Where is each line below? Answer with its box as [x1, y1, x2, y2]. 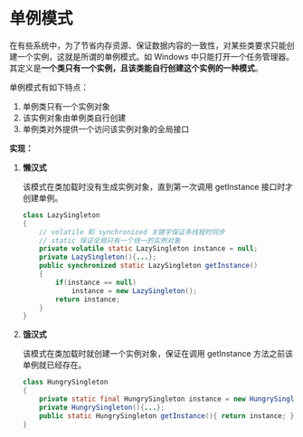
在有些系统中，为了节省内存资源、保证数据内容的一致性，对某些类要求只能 [9, 40, 287, 51]
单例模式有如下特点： [9, 81, 89, 92]
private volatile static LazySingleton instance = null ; [39, 244, 259, 253]
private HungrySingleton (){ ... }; [39, 403, 166, 412]
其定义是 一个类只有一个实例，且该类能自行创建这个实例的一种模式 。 [9, 62, 263, 73]
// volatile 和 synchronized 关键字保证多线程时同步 [39, 227, 226, 236]
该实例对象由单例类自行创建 [22, 112, 127, 123]
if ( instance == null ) [55, 278, 137, 287]
